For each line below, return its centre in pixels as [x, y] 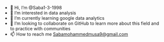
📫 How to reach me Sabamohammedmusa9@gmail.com [69, 34]
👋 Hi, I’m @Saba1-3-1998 [36, 8]
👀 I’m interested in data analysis [43, 13]
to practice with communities [40, 29]
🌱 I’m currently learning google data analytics [57, 18]
